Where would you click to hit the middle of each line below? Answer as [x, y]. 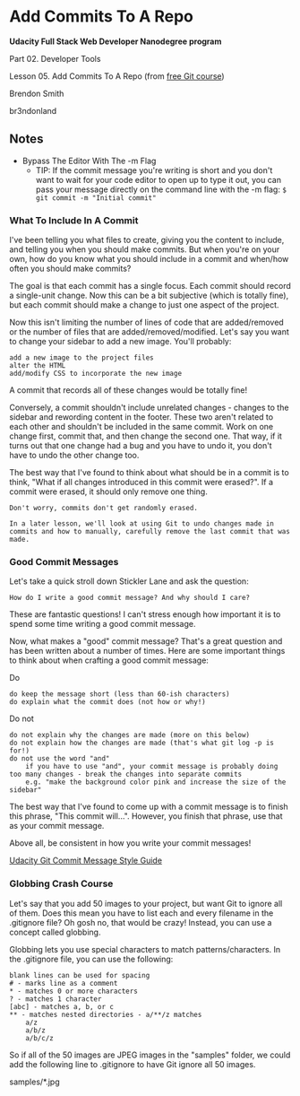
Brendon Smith [37, 93]
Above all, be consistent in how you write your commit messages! [130, 843]
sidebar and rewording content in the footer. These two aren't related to [141, 417]
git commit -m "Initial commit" [96, 198]
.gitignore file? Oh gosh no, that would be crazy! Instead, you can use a [141, 922]
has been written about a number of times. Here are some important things [147, 651]
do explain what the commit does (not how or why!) [107, 702]
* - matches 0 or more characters [74, 991]
